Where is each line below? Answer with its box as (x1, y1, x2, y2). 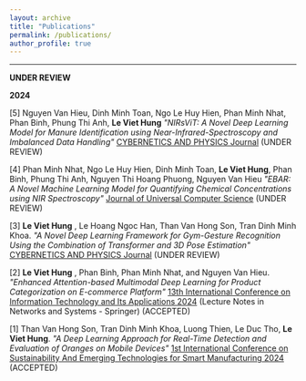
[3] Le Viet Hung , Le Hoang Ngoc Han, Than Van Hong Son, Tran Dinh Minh (9, 221, 297, 232)
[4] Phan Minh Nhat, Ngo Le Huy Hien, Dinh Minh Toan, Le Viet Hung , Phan (9, 164, 293, 175)
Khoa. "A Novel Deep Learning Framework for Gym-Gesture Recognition (9, 230, 280, 242)
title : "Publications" (9, 22, 96, 31)
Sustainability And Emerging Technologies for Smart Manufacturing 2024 (9, 353, 285, 364)
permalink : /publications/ (9, 30, 112, 39)
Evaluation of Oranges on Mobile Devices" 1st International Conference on (9, 343, 289, 354)
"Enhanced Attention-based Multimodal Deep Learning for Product (9, 277, 261, 288)
